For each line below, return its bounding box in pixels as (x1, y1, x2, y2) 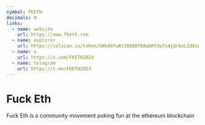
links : (6, 20, 23, 26)
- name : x (12, 49, 37, 55)
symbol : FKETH (6, 9, 43, 15)
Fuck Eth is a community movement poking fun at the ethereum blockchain (6, 112, 195, 120)
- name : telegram (12, 60, 56, 66)
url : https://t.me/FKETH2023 (17, 65, 92, 72)
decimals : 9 (6, 15, 37, 21)
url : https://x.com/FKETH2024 (17, 54, 95, 60)
